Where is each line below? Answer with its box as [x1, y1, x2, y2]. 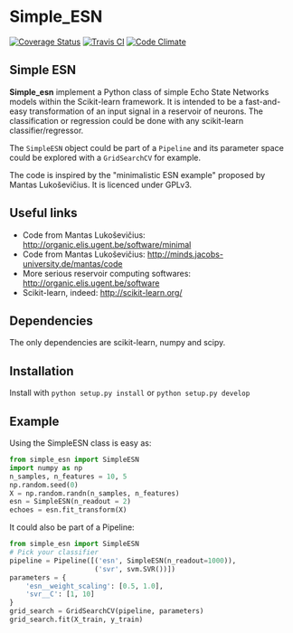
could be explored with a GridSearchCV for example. [9, 152, 202, 163]
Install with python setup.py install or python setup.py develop [9, 387, 250, 399]
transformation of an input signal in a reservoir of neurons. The [29, 106, 264, 117]
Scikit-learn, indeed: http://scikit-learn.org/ [22, 287, 183, 298]
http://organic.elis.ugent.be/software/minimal [22, 239, 192, 250]
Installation [9, 364, 74, 379]
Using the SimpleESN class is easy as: [9, 438, 152, 449]
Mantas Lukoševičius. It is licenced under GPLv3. [9, 179, 193, 190]
